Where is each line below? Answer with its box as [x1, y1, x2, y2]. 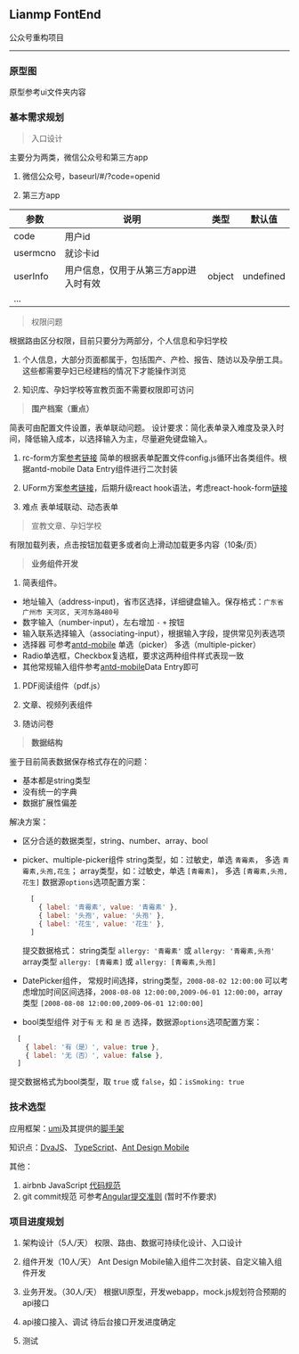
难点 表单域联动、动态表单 [21, 501, 118, 512]
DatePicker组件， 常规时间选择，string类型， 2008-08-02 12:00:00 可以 [21, 975, 281, 986]
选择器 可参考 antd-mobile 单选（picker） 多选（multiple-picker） [21, 640, 261, 650]
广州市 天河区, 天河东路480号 [21, 608, 120, 617]
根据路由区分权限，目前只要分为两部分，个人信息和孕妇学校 [9, 335, 228, 346]
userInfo [13, 270, 49, 283]
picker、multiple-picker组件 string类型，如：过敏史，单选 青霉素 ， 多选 [21, 855, 281, 865]
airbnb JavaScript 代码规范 [21, 1179, 122, 1190]
